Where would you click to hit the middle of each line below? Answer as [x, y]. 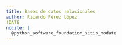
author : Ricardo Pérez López [42, 17]
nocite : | [18, 28]
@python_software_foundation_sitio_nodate [64, 33]
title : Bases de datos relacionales [51, 11]
